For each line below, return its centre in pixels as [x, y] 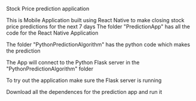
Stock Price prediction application [48, 9]
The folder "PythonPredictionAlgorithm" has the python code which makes [98, 45]
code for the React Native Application [52, 33]
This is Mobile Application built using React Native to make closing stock [95, 20]
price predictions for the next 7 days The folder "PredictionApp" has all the [98, 27]
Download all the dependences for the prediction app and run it [84, 92]
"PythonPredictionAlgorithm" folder [50, 69]
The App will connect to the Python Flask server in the [73, 62]
